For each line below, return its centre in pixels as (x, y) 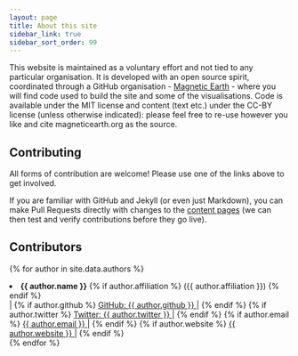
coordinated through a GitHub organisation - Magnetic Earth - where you (143, 86)
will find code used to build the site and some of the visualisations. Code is (146, 96)
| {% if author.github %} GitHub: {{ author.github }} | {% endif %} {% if (138, 304)
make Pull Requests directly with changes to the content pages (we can (140, 210)
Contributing (45, 152)
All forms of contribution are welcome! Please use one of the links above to (147, 174)
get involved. (33, 183)
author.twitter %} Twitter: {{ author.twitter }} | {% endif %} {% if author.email (149, 314)
